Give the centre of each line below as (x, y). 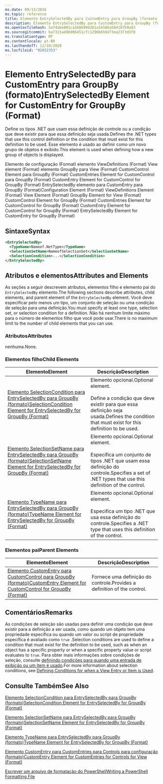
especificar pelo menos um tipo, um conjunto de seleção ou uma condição (80, 303)
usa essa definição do (115, 517)
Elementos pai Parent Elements (42, 550)
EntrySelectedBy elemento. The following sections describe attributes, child (80, 293)
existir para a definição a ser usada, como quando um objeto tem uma (75, 629)
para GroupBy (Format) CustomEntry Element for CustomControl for (73, 180)
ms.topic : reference (26, 14)
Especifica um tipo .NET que (123, 511)
